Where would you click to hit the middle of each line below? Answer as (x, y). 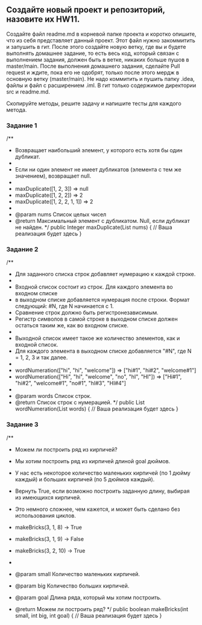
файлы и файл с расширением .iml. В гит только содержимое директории (101, 85)
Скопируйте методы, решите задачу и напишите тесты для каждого (94, 103)
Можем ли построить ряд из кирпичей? (66, 449)
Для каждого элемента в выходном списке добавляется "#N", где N (103, 351)
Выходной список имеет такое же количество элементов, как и (97, 338)
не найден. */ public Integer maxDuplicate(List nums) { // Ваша (93, 227)
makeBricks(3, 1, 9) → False (49, 539)
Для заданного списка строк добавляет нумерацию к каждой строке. (105, 274)
